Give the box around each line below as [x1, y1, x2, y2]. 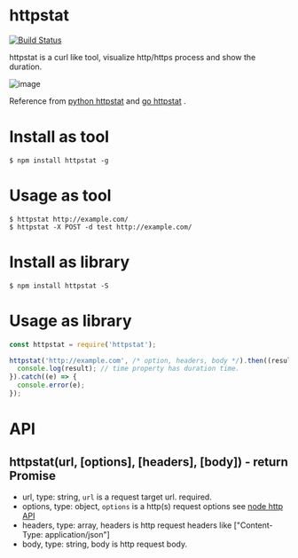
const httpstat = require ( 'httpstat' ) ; [9, 340, 157, 349]
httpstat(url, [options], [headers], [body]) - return [9, 454, 288, 469]
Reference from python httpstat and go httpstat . [9, 95, 186, 106]
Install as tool [9, 127, 109, 147]
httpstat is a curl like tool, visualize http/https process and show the [9, 51, 256, 62]
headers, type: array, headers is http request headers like [21, 520, 232, 530]
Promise [9, 468, 56, 483]
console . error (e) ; [17, 381, 86, 390]
